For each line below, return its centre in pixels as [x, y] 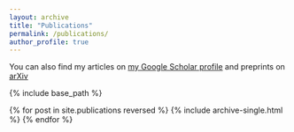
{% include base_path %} [56, 93]
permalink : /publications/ [59, 33]
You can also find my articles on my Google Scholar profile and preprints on [147, 67]
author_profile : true [49, 42]
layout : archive [39, 17]
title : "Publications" [51, 26]
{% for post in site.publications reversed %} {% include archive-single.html [146, 110]
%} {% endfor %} [41, 120]
